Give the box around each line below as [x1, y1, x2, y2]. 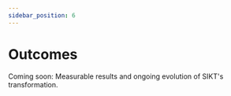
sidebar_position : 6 [8, 11, 76, 20]
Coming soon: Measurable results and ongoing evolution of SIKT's [8, 72, 224, 81]
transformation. [8, 79, 58, 89]
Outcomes [8, 45, 78, 63]
